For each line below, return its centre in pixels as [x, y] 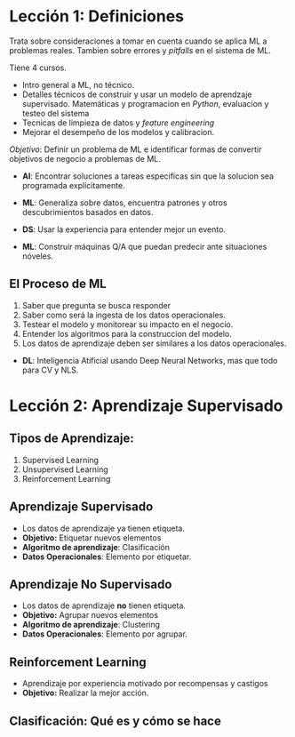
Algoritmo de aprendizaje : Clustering [91, 625]
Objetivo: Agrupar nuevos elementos [90, 615]
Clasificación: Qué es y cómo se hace [116, 721]
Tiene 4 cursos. [38, 68]
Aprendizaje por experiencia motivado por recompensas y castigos [145, 684]
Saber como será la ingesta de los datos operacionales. [124, 315]
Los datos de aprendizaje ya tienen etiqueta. [103, 528]
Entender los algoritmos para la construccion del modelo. [127, 333]
